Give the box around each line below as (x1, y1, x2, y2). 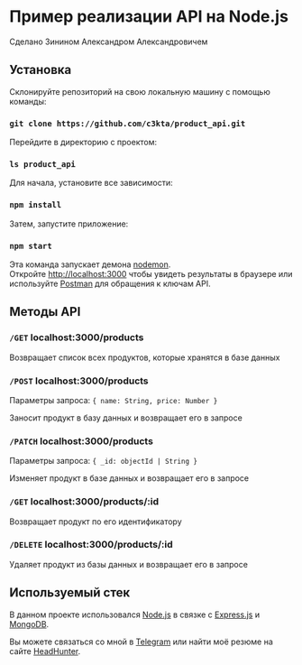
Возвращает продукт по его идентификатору (9, 516, 182, 527)
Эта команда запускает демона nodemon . (9, 259, 171, 270)
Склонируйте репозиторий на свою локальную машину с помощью (9, 86, 270, 97)
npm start (9, 241, 52, 251)
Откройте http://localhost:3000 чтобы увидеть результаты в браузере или (9, 268, 293, 279)
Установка (9, 62, 72, 78)
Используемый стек (9, 585, 131, 601)
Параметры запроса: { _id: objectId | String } (9, 456, 198, 466)
